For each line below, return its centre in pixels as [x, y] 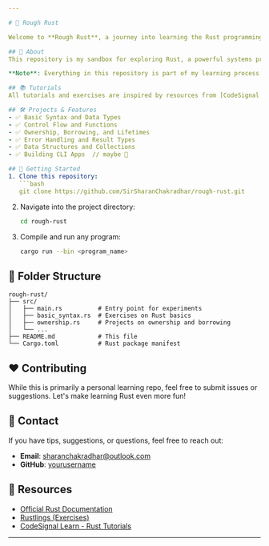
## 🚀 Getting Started [44, 169]
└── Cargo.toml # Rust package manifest [94, 344]
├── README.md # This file [73, 337]
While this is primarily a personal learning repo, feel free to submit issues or [133, 387]
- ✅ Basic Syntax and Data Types [65, 117]
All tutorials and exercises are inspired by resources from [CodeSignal [134, 96]
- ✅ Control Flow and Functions [63, 125]
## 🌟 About [26, 52]
